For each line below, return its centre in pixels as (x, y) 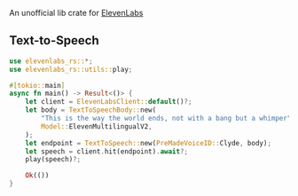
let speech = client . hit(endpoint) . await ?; (107, 151)
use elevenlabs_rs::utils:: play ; (71, 69)
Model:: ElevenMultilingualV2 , (97, 126)
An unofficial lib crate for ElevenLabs (76, 13)
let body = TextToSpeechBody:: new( (91, 110)
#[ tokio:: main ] (37, 85)
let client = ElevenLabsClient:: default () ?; (109, 102)
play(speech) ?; (53, 160)
